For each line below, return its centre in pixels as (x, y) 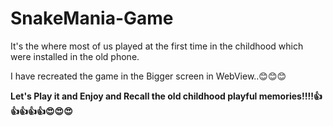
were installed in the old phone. (75, 56)
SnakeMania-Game (92, 18)
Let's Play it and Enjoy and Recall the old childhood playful (134, 96)
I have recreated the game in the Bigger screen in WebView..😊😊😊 (148, 76)
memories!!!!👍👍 (290, 96)
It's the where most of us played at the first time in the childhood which (157, 46)
